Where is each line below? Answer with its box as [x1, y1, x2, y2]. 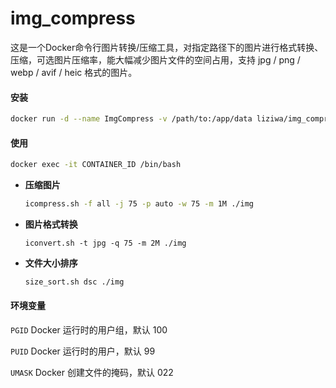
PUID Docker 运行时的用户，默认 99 [10, 345, 156, 357]
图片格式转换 [24, 218, 78, 230]
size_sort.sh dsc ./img [24, 277, 125, 287]
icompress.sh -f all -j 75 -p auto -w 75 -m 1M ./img [24, 199, 254, 209]
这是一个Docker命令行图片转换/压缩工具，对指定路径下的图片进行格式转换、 [10, 41, 324, 53]
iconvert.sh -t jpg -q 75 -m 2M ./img [24, 238, 187, 248]
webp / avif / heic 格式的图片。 [10, 66, 138, 78]
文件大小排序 [24, 257, 78, 269]
